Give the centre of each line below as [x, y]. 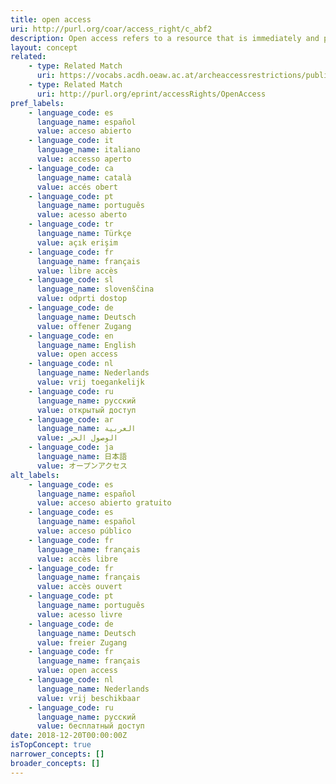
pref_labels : [37, 103]
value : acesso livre [79, 614]
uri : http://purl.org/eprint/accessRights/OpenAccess [151, 94]
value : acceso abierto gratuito [104, 503]
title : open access [51, 19]
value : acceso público [84, 531]
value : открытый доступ [86, 410]
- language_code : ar [71, 419]
